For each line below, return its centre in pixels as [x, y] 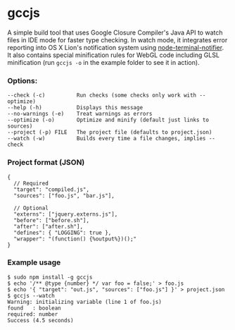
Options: [23, 80]
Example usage [34, 262]
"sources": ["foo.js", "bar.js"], [64, 195]
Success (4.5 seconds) [40, 320]
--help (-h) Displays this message [75, 108]
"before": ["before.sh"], [52, 220]
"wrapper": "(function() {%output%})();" [75, 239]
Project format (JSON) [46, 162]
